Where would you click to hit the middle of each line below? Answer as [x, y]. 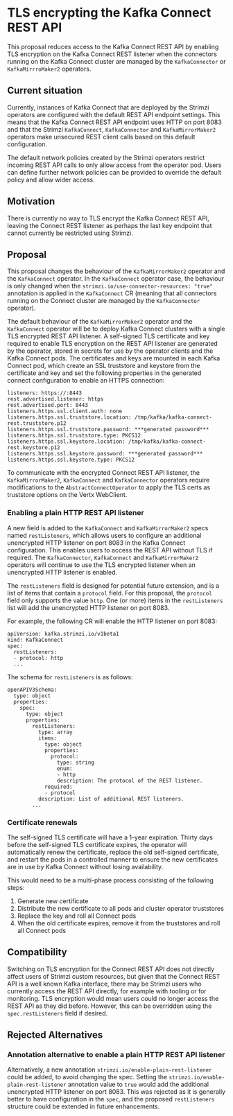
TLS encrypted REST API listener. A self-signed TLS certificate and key [109, 336]
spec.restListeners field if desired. [58, 1013]
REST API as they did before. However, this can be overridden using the [110, 1006]
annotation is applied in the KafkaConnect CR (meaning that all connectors [112, 293]
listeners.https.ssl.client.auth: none [65, 411]
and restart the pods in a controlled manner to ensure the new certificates [113, 859]
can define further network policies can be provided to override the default [114, 172]
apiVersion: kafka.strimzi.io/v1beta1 [63, 634]
